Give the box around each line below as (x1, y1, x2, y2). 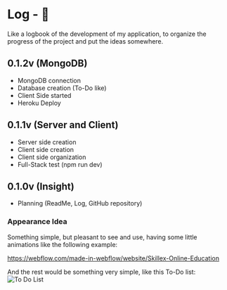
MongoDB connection (17, 76, 82, 84)
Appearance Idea (7, 217, 67, 227)
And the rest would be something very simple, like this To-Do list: (7, 267, 196, 276)
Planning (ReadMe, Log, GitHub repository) (17, 199, 143, 208)
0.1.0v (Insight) (7, 180, 75, 192)
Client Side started (17, 91, 72, 99)
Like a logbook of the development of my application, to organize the (7, 30, 207, 38)
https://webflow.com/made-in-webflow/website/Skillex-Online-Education (7, 253, 220, 263)
